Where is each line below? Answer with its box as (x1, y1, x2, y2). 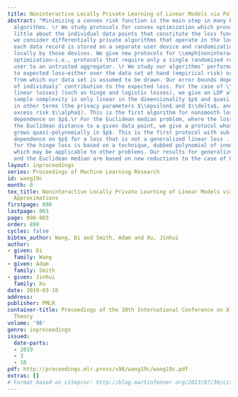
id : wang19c (7, 175, 42, 182)
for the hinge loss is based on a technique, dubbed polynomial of (13, 142, 217, 149)
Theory (13, 313, 33, 321)
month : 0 (7, 181, 33, 188)
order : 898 (7, 221, 40, 228)
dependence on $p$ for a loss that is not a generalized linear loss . (13, 135, 230, 142)
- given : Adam (7, 260, 50, 267)
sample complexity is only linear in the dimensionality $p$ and (13, 96, 211, 103)
